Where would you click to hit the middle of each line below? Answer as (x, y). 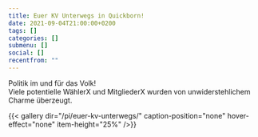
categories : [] (34, 38)
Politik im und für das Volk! (52, 83)
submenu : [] (28, 46)
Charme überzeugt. (40, 100)
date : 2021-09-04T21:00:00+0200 (62, 23)
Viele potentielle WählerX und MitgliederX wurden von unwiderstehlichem (129, 91)
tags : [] (23, 30)
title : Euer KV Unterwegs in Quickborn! (77, 16)
